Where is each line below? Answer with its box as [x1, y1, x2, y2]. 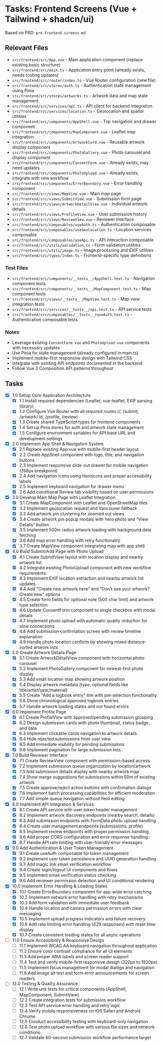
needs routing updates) [12, 72, 59, 78]
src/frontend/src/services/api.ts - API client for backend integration [12, 103, 153, 109]
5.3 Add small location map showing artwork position [19, 676, 125, 682]
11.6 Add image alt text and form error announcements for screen [19, 970, 149, 976]
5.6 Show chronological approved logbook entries [19, 698, 119, 704]
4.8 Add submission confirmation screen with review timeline [19, 628, 141, 634]
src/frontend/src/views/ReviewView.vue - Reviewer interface [12, 216, 134, 222]
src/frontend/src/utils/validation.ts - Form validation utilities [12, 242, 141, 248]
